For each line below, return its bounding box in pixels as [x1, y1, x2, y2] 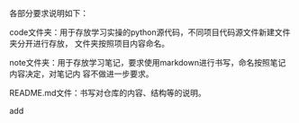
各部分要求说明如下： [9, 8, 88, 18]
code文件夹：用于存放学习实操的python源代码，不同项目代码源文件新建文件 [9, 27, 291, 38]
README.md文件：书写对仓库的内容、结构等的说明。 [9, 88, 207, 98]
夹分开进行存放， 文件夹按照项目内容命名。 [9, 39, 169, 48]
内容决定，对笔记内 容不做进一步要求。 [9, 68, 154, 79]
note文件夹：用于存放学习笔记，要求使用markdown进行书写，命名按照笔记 [9, 57, 286, 67]
